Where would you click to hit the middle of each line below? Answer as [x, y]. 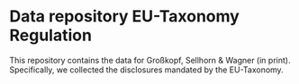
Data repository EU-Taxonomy [125, 17]
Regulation [51, 35]
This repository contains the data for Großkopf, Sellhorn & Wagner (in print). [150, 60]
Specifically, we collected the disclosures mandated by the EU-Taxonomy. [146, 70]
